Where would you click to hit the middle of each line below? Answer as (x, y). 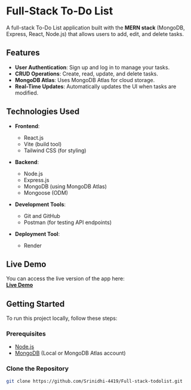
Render (33, 245)
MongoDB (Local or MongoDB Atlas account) (70, 353)
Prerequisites (26, 334)
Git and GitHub (42, 216)
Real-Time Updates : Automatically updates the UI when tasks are (95, 86)
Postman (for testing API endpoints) (68, 222)
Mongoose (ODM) (46, 192)
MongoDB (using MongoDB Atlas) (65, 186)
